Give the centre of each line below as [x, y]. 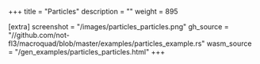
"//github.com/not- [39, 35]
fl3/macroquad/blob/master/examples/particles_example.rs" [107, 43]
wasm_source [229, 43]
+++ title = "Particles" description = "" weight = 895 [93, 11]
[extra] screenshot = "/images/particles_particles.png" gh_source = [119, 26]
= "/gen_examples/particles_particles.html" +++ [86, 52]
